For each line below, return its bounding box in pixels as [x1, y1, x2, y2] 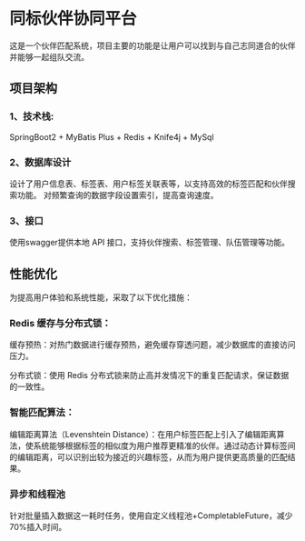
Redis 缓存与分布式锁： [9, 316, 112, 329]
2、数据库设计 [9, 155, 72, 168]
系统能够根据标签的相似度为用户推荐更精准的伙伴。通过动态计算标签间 [33, 440, 296, 451]
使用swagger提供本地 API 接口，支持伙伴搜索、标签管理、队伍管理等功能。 [9, 237, 290, 248]
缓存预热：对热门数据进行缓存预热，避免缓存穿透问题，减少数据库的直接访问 [9, 339, 296, 350]
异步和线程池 [9, 487, 66, 500]
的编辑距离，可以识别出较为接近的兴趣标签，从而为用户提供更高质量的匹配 [9, 451, 288, 462]
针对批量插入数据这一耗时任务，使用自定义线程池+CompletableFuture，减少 [9, 510, 293, 521]
